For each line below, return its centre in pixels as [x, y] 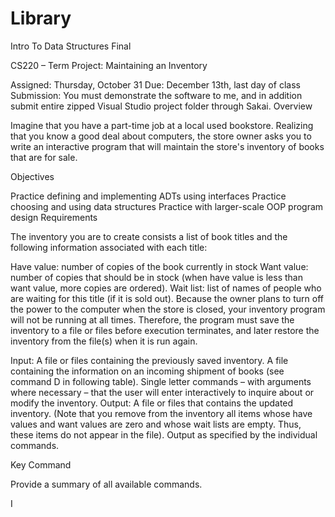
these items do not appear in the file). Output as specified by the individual [164, 434]
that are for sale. [44, 157]
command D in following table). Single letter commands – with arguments [161, 381]
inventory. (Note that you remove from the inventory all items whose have [161, 413]
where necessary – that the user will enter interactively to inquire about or [162, 392]
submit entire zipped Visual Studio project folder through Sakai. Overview [161, 106]
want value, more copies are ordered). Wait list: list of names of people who [166, 288]
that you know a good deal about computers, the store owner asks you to [161, 136]
